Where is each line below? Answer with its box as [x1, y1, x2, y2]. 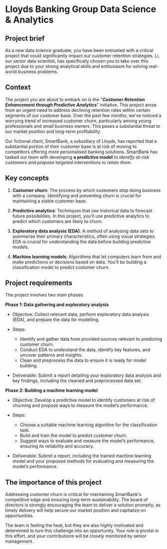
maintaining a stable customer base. [12, 198, 87, 204]
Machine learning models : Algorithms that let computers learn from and [12, 253, 161, 259]
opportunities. [5, 512, 34, 519]
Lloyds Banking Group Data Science [5, 4, 157, 15]
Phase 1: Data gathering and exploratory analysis [5, 302, 109, 308]
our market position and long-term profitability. [5, 128, 101, 134]
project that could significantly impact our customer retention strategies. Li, [5, 53, 160, 59]
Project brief [5, 34, 45, 43]
